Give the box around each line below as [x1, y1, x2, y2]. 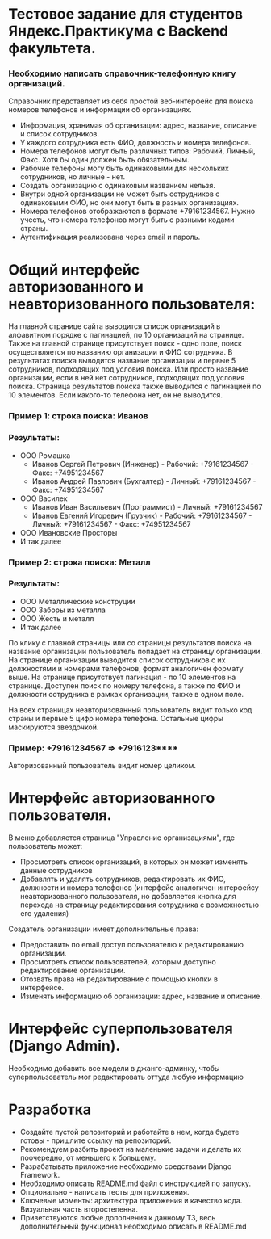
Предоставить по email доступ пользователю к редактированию [19, 940, 244, 950]
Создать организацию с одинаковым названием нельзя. [19, 181, 215, 191]
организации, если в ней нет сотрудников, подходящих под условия [8, 373, 245, 383]
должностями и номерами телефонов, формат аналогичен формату [8, 663, 244, 673]
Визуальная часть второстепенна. [19, 1204, 139, 1214]
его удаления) [19, 909, 69, 918]
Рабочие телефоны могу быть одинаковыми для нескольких [19, 163, 230, 174]
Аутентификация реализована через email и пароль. [19, 232, 201, 242]
